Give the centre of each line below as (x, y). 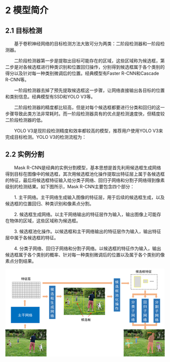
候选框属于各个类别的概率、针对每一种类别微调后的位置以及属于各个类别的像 (85, 254)
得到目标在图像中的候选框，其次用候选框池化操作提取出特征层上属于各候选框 (85, 174)
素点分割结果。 (21, 261)
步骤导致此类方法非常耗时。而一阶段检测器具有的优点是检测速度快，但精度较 (85, 114)
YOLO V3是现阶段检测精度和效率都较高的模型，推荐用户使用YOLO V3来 (89, 131)
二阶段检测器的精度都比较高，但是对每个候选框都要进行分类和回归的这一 (90, 107)
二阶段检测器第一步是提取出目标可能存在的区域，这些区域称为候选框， (87, 61)
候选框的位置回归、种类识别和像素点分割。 (50, 203)
